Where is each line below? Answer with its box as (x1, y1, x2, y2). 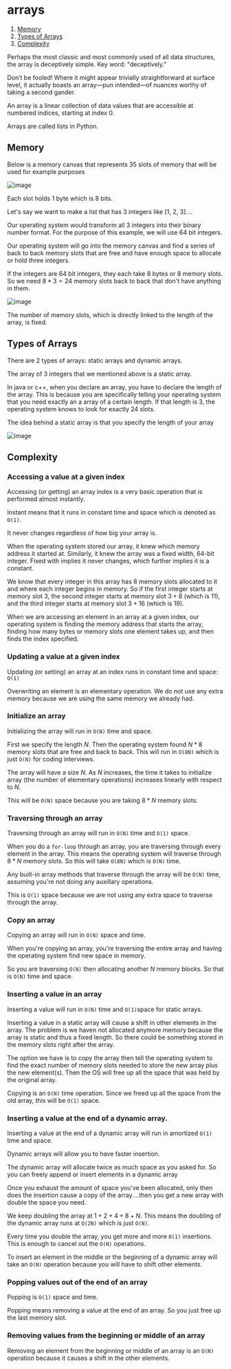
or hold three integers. (7, 256, 71, 264)
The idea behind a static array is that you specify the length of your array (7, 418, 214, 427)
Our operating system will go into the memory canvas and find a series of (7, 241, 215, 250)
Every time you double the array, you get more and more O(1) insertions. (7, 1232, 212, 1240)
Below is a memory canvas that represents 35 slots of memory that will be (7, 160, 217, 169)
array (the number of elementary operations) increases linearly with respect (7, 775, 222, 784)
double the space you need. (7, 1198, 87, 1207)
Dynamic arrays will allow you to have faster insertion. (7, 1150, 160, 1158)
